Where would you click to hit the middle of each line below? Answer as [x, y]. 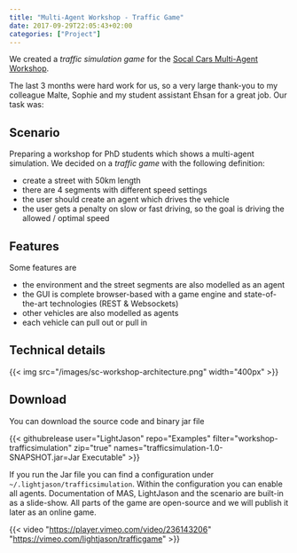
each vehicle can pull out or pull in [85, 322]
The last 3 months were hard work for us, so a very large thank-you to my [144, 86]
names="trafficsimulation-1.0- [168, 447]
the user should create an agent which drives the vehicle [125, 200]
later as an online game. [53, 512]
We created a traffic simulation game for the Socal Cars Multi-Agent [134, 59]
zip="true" [93, 447]
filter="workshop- [245, 438]
